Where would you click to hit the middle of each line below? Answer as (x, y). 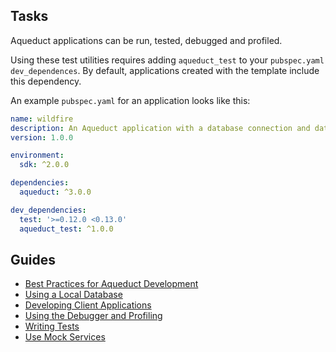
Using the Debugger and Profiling (93, 316)
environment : (37, 155)
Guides (33, 259)
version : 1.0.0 (42, 137)
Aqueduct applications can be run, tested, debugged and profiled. (146, 40)
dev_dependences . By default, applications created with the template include (165, 70)
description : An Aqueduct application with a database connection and (160, 128)
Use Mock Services (65, 337)
